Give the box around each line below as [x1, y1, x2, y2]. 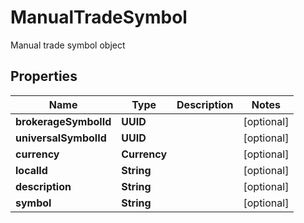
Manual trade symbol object [10, 39, 126, 51]
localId [15, 163, 48, 177]
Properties [10, 68, 78, 85]
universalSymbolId [15, 131, 107, 145]
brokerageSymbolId [15, 114, 112, 128]
